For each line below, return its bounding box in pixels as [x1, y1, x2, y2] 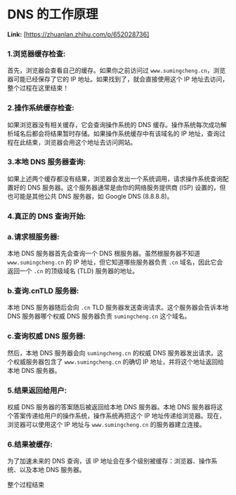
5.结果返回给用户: [7, 385, 67, 395]
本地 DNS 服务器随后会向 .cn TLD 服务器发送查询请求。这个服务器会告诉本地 [7, 303, 229, 312]
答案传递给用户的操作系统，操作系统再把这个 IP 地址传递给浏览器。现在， [13, 411, 226, 420]
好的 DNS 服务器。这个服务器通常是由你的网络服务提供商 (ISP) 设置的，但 [13, 183, 226, 192]
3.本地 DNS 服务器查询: [7, 157, 86, 167]
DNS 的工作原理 [7, 6, 98, 22]
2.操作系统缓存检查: [7, 103, 75, 113]
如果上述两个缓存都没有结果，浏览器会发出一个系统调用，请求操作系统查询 [7, 174, 223, 183]
